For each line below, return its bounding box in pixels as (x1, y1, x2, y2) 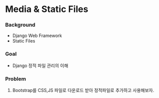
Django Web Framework (12, 32, 62, 38)
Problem (5, 75, 26, 82)
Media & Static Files (5, 3, 89, 15)
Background (5, 21, 36, 28)
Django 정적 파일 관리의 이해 (12, 62, 69, 68)
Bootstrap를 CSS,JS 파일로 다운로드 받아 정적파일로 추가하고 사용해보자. (12, 87, 155, 93)
